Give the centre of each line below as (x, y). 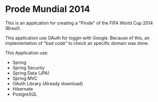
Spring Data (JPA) (31, 73)
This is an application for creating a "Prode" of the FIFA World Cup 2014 (79, 23)
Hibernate (23, 89)
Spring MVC (25, 78)
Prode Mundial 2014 (48, 9)
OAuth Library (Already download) (48, 84)
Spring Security (28, 68)
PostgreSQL (25, 94)
